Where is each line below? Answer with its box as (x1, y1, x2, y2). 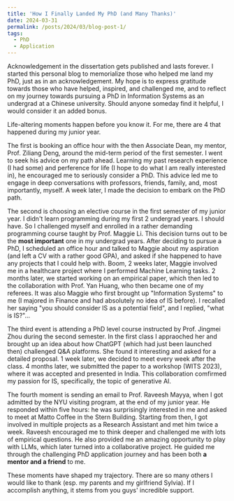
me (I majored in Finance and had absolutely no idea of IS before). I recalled (7, 296, 226, 305)
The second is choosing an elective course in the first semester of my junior (7, 207, 226, 215)
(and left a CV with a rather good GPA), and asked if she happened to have (7, 252, 222, 260)
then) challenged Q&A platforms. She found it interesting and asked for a (7, 348, 217, 355)
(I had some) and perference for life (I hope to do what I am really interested (7, 164, 226, 172)
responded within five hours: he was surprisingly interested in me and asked (7, 406, 227, 413)
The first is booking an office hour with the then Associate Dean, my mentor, (7, 142, 227, 149)
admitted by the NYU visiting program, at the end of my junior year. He (7, 398, 210, 406)
